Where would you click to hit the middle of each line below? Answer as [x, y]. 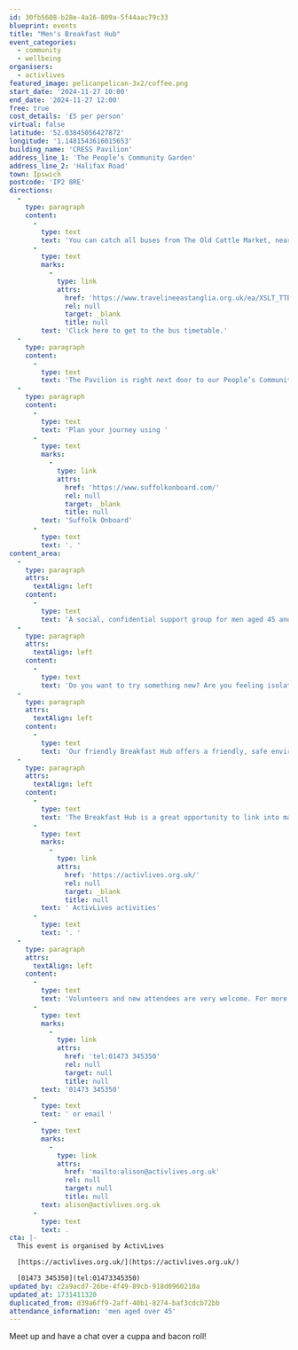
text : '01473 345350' [81, 1089]
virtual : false [37, 125]
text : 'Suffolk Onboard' [87, 521]
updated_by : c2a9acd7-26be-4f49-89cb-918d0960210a [105, 1286]
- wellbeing [39, 59]
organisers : [31, 67]
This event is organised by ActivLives [91, 1246]
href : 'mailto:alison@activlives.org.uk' [142, 1172]
